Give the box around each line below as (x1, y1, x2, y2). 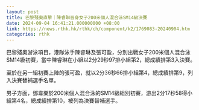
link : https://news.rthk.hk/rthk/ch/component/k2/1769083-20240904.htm (6, 25, 190, 32)
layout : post (6, 8, 39, 15)
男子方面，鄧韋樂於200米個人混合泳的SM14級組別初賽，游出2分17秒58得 (6, 89, 188, 97)
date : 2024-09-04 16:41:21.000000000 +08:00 (6, 20, 120, 26)
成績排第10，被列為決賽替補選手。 (36, 97, 121, 105)
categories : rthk (6, 31, 50, 37)
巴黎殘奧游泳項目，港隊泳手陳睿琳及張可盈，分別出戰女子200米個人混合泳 (6, 49, 191, 56)
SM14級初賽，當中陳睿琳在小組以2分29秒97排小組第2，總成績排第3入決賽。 (6, 56, 196, 63)
